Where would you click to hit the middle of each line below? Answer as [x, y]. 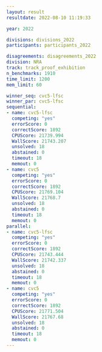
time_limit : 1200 [28, 79]
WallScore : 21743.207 [39, 141]
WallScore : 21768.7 [36, 198]
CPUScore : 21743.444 [38, 254]
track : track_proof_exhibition [46, 68]
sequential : [21, 107]
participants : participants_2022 [49, 45]
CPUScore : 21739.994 [38, 135]
